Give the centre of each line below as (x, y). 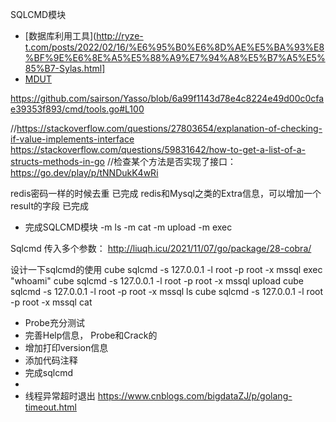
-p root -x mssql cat (51, 302)
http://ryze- (120, 36)
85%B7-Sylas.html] (65, 68)
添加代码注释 (51, 360)
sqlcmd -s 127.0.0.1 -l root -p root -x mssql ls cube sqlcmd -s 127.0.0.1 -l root (167, 291)
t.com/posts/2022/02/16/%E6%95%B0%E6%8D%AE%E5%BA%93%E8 (174, 47)
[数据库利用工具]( (60, 36)
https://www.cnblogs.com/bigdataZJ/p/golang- (195, 396)
